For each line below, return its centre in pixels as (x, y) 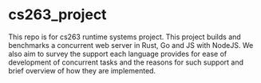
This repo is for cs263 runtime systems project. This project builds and (125, 37)
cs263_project (57, 15)
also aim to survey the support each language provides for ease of (118, 53)
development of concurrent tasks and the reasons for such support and (126, 62)
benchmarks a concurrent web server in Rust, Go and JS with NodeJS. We (131, 45)
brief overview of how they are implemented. (82, 70)
